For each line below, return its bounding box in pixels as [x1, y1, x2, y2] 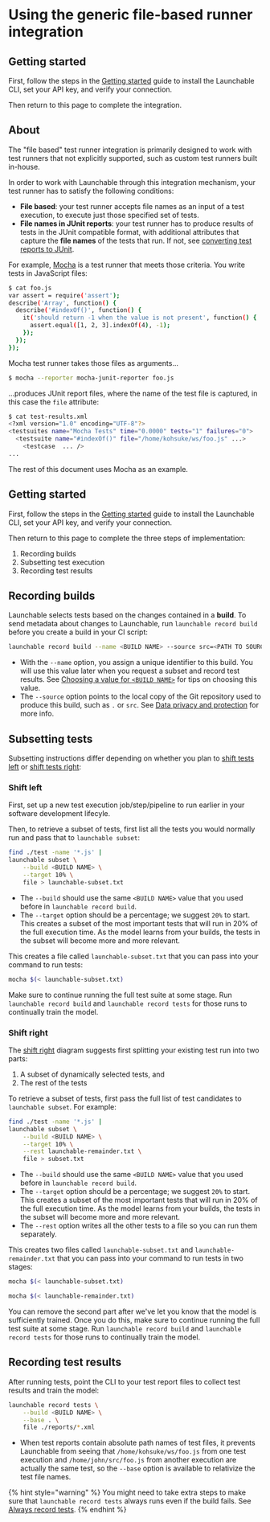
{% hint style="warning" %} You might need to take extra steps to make [8, 1487, 247, 1497]
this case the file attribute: [8, 396, 99, 407]
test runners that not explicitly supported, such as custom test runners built [8, 153, 258, 162]
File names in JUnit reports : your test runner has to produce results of [19, 219, 254, 228]
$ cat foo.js [8, 284, 52, 292]
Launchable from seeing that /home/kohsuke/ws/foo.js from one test [19, 1446, 247, 1456]
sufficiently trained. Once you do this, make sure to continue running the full [8, 1315, 260, 1324]
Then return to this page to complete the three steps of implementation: [8, 533, 246, 543]
